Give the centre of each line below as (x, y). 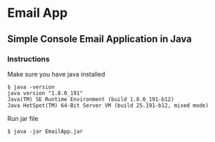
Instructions (29, 59)
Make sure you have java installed (56, 74)
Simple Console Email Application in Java (99, 39)
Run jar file (23, 118)
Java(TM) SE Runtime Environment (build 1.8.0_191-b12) (91, 99)
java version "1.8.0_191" (45, 93)
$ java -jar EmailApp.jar (45, 131)
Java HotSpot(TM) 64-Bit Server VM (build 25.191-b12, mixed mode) (108, 105)
